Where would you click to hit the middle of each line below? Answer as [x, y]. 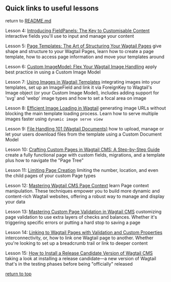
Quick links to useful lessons [52, 8]
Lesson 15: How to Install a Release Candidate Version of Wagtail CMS [79, 253]
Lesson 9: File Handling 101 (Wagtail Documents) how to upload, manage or [85, 129]
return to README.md [28, 20]
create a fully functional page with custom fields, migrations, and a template [85, 155]
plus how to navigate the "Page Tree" [45, 160]
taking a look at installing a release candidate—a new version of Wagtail [81, 258]
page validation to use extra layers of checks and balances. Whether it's [81, 217]
